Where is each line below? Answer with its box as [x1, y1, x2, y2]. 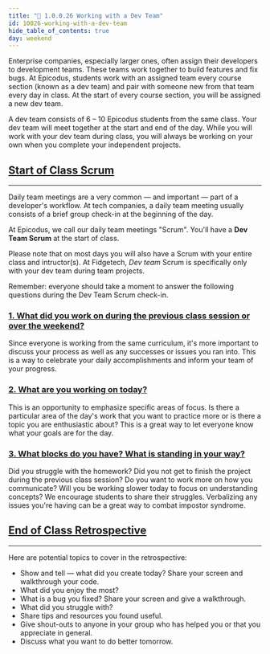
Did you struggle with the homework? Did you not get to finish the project [8, 466, 252, 476]
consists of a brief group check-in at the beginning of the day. [8, 210, 214, 219]
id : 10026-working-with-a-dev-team [8, 19, 128, 27]
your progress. [8, 364, 58, 374]
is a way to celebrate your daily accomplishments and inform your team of [8, 355, 254, 366]
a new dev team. [8, 99, 63, 108]
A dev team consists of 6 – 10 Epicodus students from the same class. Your [8, 114, 257, 125]
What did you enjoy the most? [19, 585, 119, 595]
